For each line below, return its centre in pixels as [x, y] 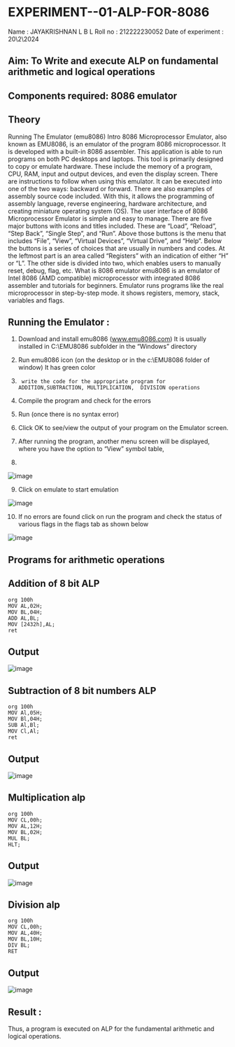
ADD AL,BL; [24, 618]
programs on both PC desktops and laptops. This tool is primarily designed [116, 159]
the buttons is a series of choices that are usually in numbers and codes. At [116, 248]
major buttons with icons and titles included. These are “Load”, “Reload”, [112, 226]
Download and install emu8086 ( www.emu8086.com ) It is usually [112, 339]
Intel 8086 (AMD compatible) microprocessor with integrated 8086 [104, 278]
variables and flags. [36, 300]
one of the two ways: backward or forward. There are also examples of [110, 188]
